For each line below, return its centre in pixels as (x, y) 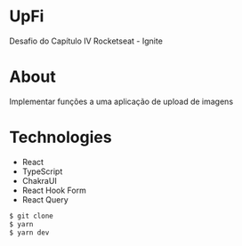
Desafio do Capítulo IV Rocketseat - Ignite (86, 41)
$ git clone (31, 216)
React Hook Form (54, 190)
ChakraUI (40, 180)
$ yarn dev (29, 233)
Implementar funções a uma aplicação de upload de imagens (121, 101)
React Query (45, 199)
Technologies (61, 137)
